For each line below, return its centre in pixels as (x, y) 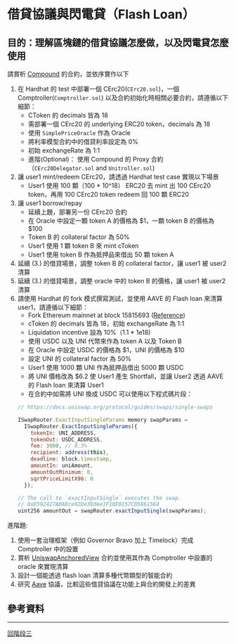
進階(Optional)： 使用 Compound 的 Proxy (88, 159)
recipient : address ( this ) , (70, 453)
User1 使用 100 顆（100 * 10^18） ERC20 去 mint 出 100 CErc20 (119, 186)
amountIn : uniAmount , (62, 465)
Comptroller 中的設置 (48, 549)
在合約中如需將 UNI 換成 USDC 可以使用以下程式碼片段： (110, 394)
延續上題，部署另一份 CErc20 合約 (78, 212)
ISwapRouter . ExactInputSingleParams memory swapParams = (103, 420)
